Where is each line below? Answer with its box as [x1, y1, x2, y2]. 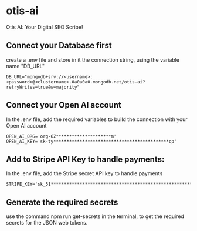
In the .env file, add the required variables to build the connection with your [6, 116, 188, 123]
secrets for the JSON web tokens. [6, 219, 88, 226]
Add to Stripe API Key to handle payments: [6, 154, 165, 164]
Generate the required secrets [6, 197, 118, 207]
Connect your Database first [6, 41, 113, 51]
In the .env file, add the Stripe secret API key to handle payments [6, 170, 163, 177]
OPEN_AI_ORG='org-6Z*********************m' [6, 133, 117, 139]
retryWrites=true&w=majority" [6, 84, 80, 90]
